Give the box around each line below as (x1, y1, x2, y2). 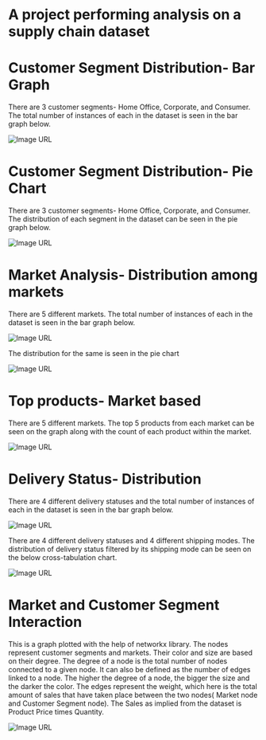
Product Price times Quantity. (8, 707, 105, 716)
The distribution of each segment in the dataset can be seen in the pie (8, 214, 238, 224)
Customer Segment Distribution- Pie (8, 162, 254, 181)
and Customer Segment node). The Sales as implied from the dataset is (8, 699, 242, 708)
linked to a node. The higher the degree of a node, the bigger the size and (8, 673, 250, 683)
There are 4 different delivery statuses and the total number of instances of (8, 496, 255, 506)
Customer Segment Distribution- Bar (8, 59, 256, 77)
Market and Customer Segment (8, 596, 220, 614)
